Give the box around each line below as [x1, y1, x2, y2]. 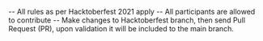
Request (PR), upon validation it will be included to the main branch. [8, 24, 235, 33]
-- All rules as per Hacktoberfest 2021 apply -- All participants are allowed [8, 7, 256, 16]
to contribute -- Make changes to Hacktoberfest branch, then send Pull [8, 15, 245, 25]
